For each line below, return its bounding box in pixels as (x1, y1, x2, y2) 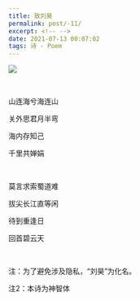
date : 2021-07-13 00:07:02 (8, 34, 100, 43)
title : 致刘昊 (8, 11, 53, 20)
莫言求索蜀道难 (8, 181, 59, 191)
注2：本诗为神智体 (8, 284, 71, 294)
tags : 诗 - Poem (8, 42, 63, 50)
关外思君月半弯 (8, 114, 59, 124)
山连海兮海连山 (8, 97, 59, 107)
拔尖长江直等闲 (8, 198, 59, 208)
